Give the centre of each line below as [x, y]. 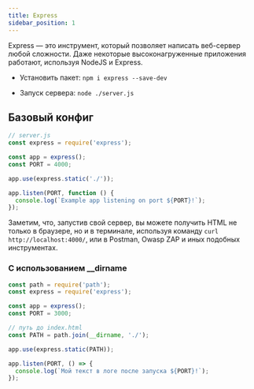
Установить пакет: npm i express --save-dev [93, 77]
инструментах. [33, 248]
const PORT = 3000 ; [40, 314]
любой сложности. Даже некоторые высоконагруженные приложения [127, 54]
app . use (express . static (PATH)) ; [61, 349]
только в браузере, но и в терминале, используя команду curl [113, 231]
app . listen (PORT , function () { [61, 193]
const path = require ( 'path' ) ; [59, 285]
